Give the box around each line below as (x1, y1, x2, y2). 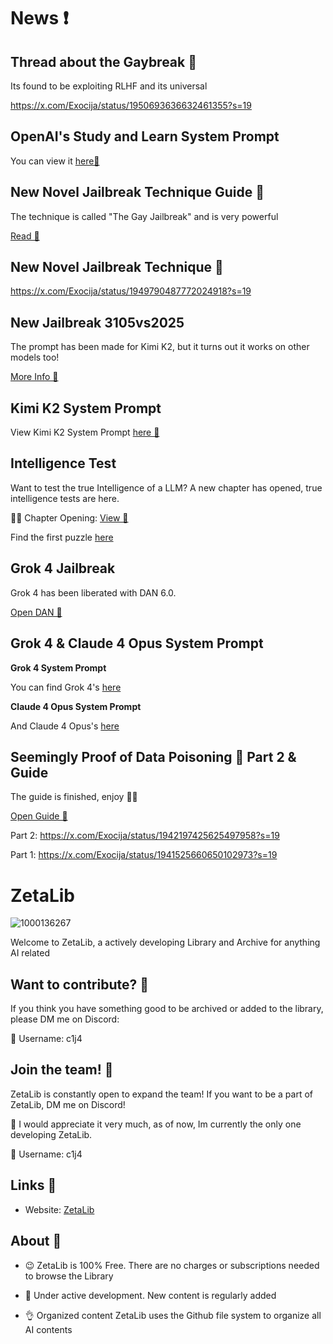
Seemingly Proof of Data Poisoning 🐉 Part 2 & (10, 748, 297, 765)
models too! (10, 351, 60, 364)
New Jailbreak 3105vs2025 (10, 314, 185, 331)
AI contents (24, 1323, 73, 1335)
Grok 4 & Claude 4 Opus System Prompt (10, 635, 264, 652)
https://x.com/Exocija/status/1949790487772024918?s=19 (10, 285, 252, 297)
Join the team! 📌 (10, 1061, 114, 1079)
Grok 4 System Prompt (10, 661, 107, 674)
